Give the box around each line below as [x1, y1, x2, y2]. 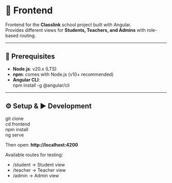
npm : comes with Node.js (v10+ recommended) [12, 71, 114, 77]
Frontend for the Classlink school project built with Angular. [5, 22, 132, 28]
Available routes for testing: [5, 151, 63, 158]
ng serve [5, 132, 24, 138]
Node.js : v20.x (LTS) [12, 66, 57, 72]
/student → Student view [12, 161, 65, 168]
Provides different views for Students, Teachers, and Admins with [5, 27, 146, 33]
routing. [19, 32, 36, 38]
